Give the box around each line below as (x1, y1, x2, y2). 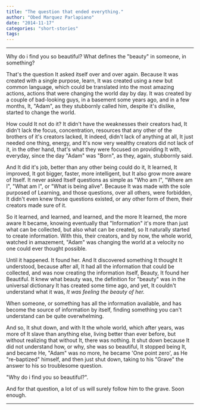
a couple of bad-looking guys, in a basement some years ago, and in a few (6, 96, 189, 103)
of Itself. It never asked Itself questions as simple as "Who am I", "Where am (6, 177, 193, 184)
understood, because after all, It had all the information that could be (6, 263, 174, 270)
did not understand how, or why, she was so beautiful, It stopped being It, (6, 343, 187, 350)
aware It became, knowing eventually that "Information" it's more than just (6, 220, 189, 227)
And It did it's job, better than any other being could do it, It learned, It (6, 164, 177, 171)
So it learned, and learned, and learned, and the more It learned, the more (6, 213, 187, 221)
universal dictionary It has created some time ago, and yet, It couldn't (6, 282, 176, 289)
